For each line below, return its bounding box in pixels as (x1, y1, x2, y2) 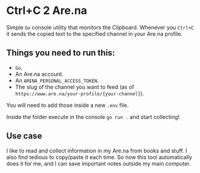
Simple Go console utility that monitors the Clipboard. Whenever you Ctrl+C (6, 24, 195, 31)
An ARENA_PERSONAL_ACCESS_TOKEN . (15, 76, 99, 84)
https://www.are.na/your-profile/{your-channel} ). (15, 89, 145, 97)
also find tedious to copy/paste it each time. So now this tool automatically (6, 153, 193, 161)
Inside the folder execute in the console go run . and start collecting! (6, 113, 180, 120)
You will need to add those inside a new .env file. (6, 101, 129, 109)
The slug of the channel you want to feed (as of (15, 83, 135, 90)
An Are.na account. (15, 70, 64, 78)
